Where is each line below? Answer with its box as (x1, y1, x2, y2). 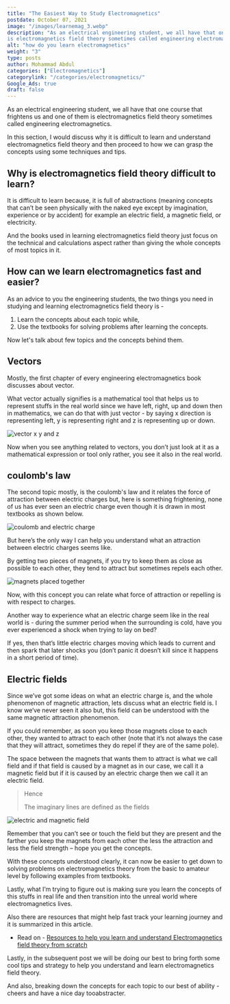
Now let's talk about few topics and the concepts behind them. (7, 336, 184, 344)
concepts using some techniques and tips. (7, 148, 127, 156)
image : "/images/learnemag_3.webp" (7, 23, 109, 29)
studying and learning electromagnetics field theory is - (7, 302, 164, 310)
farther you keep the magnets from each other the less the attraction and (7, 837, 214, 845)
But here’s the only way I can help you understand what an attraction (7, 536, 201, 544)
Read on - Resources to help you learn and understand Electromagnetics (16, 933, 222, 942)
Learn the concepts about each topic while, (16, 315, 140, 323)
